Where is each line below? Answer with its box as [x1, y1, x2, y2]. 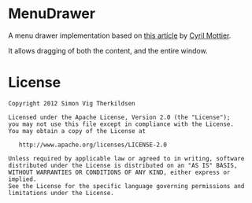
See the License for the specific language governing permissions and [8, 182, 245, 190]
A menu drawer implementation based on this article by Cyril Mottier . [8, 31, 232, 40]
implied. [8, 175, 37, 183]
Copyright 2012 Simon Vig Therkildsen [8, 99, 135, 107]
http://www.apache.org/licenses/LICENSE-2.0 [18, 141, 168, 149]
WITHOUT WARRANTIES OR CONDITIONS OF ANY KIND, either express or [8, 168, 231, 176]
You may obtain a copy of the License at [8, 127, 146, 135]
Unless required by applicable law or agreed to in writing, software [8, 154, 245, 162]
